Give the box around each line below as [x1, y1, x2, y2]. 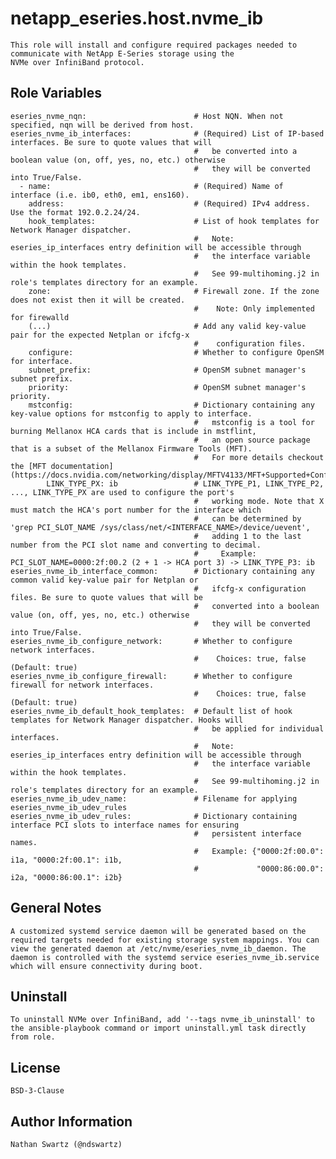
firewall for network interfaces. [10, 680, 155, 690]
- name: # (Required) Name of [19, 181, 284, 191]
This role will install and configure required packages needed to [10, 40, 298, 50]
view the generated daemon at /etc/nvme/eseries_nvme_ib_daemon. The [10, 943, 307, 954]
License [10, 1059, 61, 1076]
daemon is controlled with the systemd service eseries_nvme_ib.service [10, 952, 320, 962]
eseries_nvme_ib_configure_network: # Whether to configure [10, 636, 293, 646]
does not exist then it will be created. [10, 295, 186, 305]
